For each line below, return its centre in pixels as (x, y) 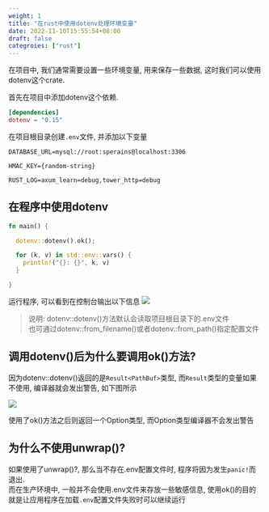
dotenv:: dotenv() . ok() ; (55, 241)
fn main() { (28, 226)
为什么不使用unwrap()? (67, 449)
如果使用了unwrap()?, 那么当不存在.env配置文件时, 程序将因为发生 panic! (129, 469)
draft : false (30, 38)
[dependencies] (34, 113)
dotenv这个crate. (37, 80)
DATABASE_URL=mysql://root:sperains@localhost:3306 (97, 152)
